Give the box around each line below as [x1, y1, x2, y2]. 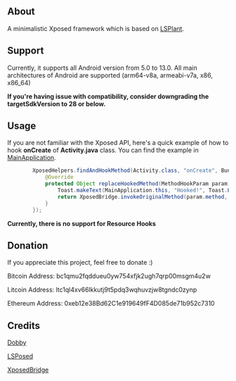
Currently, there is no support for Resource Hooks [7, 219, 157, 227]
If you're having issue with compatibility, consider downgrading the [7, 92, 209, 101]
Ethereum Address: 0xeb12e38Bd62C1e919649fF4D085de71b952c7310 [7, 299, 216, 308]
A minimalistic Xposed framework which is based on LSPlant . [7, 24, 185, 32]
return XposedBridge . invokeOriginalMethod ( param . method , [57, 193, 228, 200]
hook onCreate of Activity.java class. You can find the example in [7, 146, 199, 154]
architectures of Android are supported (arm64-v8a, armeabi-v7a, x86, [7, 70, 213, 80]
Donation [7, 239, 48, 251]
